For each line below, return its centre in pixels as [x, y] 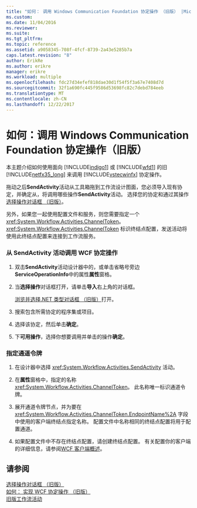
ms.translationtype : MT [35, 93]
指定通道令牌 [24, 353]
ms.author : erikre [28, 66]
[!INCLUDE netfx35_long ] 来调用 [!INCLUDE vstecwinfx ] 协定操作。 [86, 174]
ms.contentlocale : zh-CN [36, 99]
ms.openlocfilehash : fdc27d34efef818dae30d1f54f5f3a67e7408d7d [85, 83]
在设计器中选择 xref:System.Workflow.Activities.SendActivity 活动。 [96, 367]
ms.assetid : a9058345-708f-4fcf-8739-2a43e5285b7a [69, 50]
